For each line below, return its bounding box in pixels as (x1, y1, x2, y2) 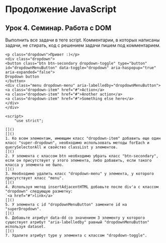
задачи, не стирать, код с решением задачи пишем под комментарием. (5, 42, 161, 48)
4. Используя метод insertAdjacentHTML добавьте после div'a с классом (5, 185, 158, 190)
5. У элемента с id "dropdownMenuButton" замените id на (5, 202, 127, 207)
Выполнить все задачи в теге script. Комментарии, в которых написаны (5, 37, 160, 43)
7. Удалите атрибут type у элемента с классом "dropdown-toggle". (5, 233, 147, 238)
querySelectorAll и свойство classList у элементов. (5, 145, 118, 150)
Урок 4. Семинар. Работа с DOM (5, 24, 112, 32)
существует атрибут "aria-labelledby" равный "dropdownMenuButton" (5, 220, 150, 225)
